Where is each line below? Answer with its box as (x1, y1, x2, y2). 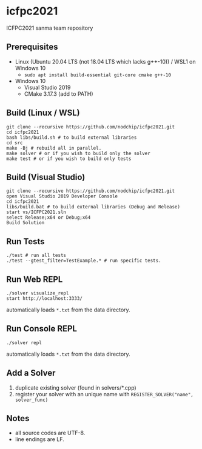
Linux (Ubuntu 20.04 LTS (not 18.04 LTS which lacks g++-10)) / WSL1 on (15, 58, 196, 65)
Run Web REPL (6, 274, 63, 284)
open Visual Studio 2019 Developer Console (6, 193, 118, 199)
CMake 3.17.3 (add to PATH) (24, 90, 93, 98)
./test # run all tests (6, 253, 67, 259)
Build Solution (6, 220, 45, 226)
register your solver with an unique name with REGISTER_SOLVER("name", (15, 390, 194, 397)
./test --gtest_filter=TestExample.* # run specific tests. (6, 258, 162, 264)
